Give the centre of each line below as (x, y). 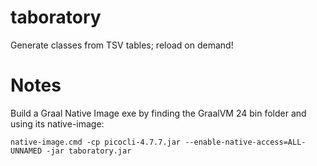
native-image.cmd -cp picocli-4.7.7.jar (96, 142)
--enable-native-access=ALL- (245, 142)
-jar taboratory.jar (89, 151)
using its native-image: (57, 123)
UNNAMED (26, 151)
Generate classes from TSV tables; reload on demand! (122, 45)
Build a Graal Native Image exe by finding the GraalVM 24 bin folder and (158, 113)
